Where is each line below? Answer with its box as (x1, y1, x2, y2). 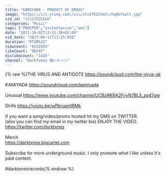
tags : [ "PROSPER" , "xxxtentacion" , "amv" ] (5, 26, 90, 31)
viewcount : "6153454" (5, 44, 50, 49)
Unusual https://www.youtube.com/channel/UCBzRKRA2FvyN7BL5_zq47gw (5, 92, 160, 98)
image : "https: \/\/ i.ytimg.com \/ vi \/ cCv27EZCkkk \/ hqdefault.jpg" (5, 12, 142, 17)
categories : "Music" (5, 21, 48, 26)
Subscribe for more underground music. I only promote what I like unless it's (5, 150, 161, 156)
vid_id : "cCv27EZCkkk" (5, 16, 52, 21)
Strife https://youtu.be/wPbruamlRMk (5, 103, 82, 109)
